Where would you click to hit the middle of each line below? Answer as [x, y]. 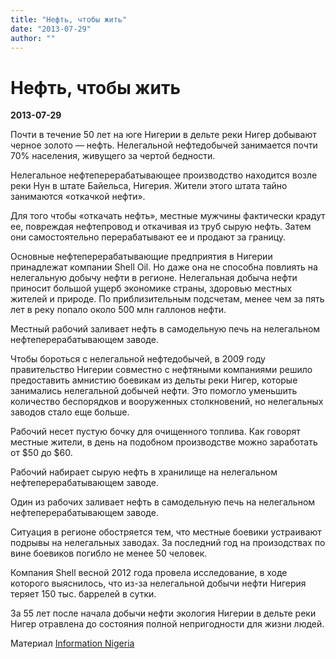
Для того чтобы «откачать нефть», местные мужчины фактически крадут [168, 216]
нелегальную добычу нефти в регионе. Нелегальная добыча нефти [154, 278]
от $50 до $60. [41, 453]
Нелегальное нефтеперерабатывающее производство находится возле [164, 175]
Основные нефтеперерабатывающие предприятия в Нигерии [141, 257]
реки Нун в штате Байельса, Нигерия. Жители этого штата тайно [149, 186]
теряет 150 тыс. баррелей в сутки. [83, 594]
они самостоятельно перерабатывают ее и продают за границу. [148, 237]
